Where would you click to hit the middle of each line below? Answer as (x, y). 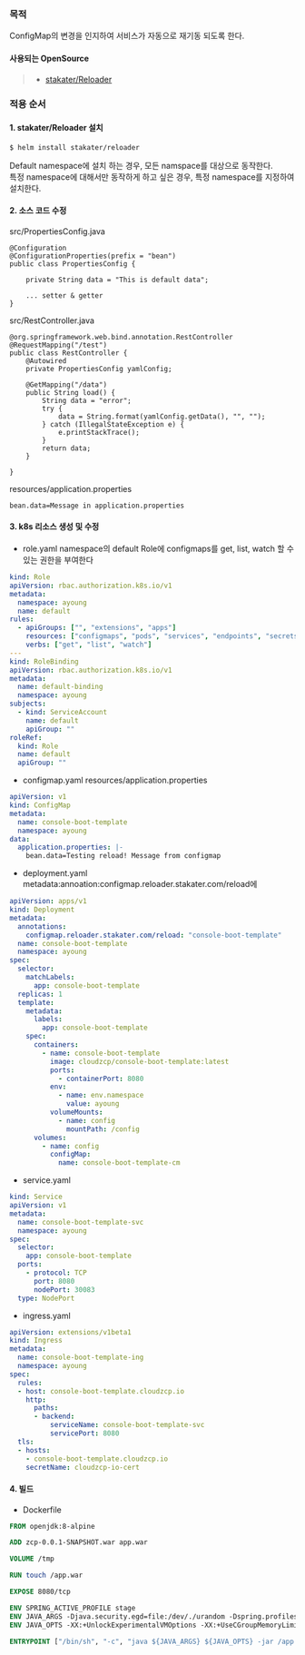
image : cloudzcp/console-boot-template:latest (139, 1061)
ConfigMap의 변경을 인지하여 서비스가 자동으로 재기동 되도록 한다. (127, 36)
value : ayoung (93, 1104)
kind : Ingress (36, 1341)
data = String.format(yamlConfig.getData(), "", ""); (162, 416)
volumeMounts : (76, 1113)
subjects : (28, 704)
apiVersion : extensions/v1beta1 (70, 1332)
